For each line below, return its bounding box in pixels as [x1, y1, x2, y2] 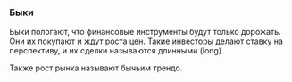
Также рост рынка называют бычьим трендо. [9, 62, 183, 73]
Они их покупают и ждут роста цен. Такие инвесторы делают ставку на [9, 36, 284, 46]
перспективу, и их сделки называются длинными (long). [9, 45, 225, 56]
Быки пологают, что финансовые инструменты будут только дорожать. [9, 27, 281, 37]
